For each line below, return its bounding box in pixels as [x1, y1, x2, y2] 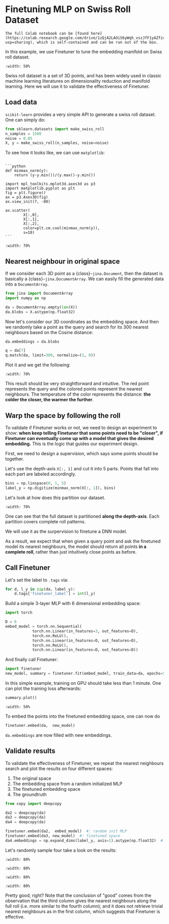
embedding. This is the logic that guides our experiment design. [5, 441, 139, 447]
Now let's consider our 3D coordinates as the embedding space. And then [5, 318, 159, 324]
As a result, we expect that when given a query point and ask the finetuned [5, 538, 161, 544]
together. [5, 456, 24, 462]
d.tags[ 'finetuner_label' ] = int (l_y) [14, 591, 96, 596]
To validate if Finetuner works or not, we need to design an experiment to [5, 425, 157, 430]
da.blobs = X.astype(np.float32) [5, 309, 75, 314]
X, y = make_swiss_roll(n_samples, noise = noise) [5, 140, 109, 146]
